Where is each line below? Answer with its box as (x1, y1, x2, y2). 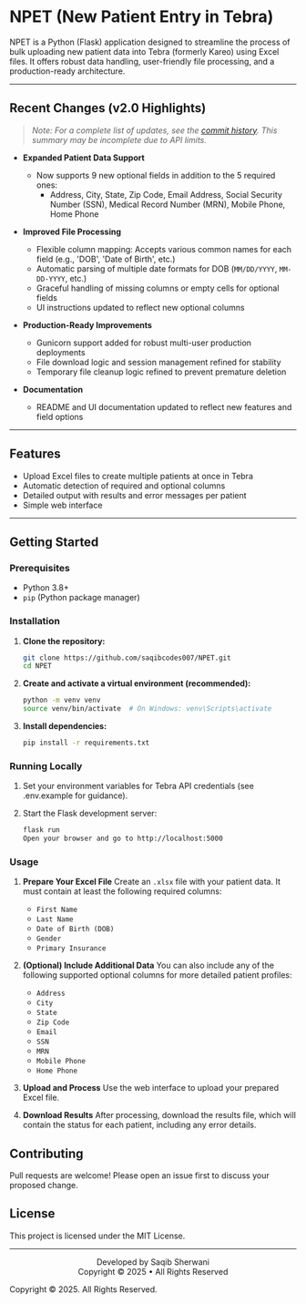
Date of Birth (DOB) (36, 925, 115, 934)
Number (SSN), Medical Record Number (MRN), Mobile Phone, (49, 199, 286, 210)
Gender (36, 934, 62, 944)
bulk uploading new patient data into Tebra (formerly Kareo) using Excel (9, 46, 280, 56)
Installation (9, 615, 61, 628)
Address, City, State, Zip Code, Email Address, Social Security (49, 189, 282, 200)
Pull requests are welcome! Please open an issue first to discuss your (9, 1170, 270, 1181)
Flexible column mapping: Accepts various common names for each (36, 243, 292, 254)
